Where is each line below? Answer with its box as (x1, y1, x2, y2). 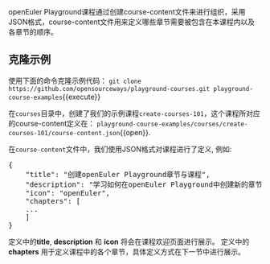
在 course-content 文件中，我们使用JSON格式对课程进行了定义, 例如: (8, 144, 232, 154)
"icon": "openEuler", (25, 188, 111, 197)
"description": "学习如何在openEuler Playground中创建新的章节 (25, 179, 263, 189)
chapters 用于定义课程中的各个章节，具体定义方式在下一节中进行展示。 (8, 246, 245, 256)
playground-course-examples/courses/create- (96, 120, 248, 128)
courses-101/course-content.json (8, 129, 121, 137)
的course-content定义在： (8, 118, 96, 128)
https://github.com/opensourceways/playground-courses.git (8, 85, 211, 93)
